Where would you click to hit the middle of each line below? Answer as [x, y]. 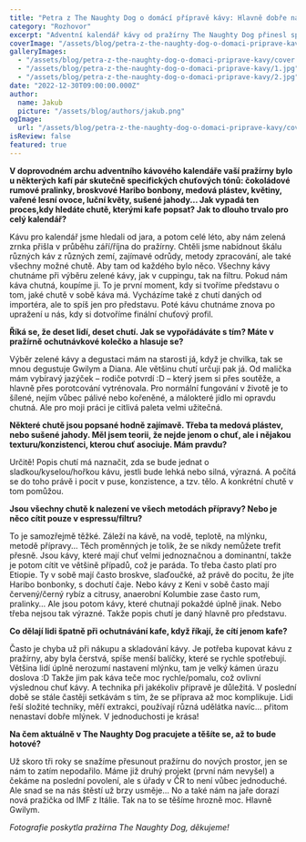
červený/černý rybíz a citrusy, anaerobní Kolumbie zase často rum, [135, 593]
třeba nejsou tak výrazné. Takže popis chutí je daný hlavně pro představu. [148, 613]
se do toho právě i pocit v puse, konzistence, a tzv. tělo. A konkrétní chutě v [152, 481]
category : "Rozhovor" [51, 26]
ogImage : [26, 119]
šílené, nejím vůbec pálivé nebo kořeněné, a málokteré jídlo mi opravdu [143, 398]
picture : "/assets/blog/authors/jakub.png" [101, 111]
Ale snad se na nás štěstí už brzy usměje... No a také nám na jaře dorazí [144, 790]
